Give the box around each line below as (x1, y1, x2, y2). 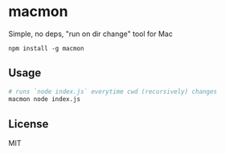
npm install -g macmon (8, 44, 84, 52)
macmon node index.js (8, 95, 81, 103)
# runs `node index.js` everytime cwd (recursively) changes (8, 87, 218, 95)
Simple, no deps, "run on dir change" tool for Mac (8, 29, 173, 38)
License (8, 117, 49, 131)
